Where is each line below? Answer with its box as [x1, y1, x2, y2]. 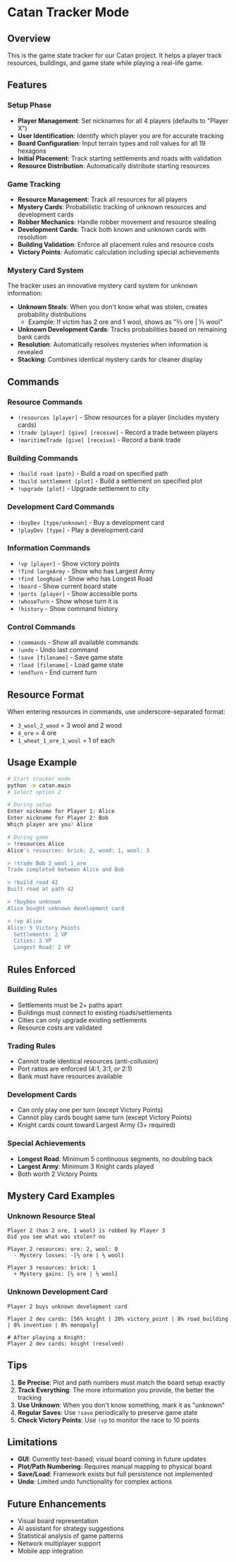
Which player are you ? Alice [7, 821, 93, 828]
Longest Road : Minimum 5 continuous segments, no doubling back [17, 1154, 213, 1163]
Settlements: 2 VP [13, 931, 68, 938]
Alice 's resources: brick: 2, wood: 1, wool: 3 [7, 846, 150, 854]
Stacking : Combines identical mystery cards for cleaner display [17, 355, 203, 364]
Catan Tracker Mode [7, 4, 130, 21]
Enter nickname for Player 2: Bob [7, 815, 109, 822]
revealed [17, 348, 44, 356]
